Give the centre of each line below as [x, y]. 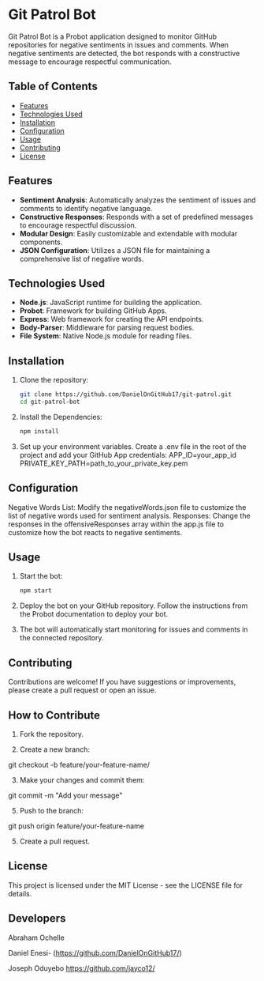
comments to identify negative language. [86, 208]
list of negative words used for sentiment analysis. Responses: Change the [129, 515]
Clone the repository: [54, 380]
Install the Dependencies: [61, 417]
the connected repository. [61, 638]
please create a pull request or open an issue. [82, 690]
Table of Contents [53, 87]
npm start [36, 590]
